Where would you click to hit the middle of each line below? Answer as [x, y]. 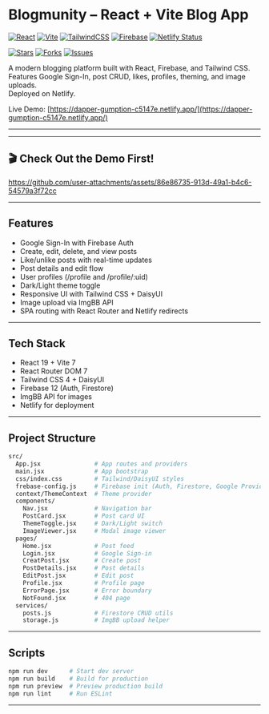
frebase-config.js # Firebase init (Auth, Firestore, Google [127, 486]
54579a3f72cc [33, 191]
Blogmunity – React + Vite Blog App [128, 15]
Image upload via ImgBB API [66, 302]
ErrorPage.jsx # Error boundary [87, 591]
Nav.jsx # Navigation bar [87, 509]
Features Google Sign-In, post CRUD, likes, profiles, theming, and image [127, 76]
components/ [36, 501]
